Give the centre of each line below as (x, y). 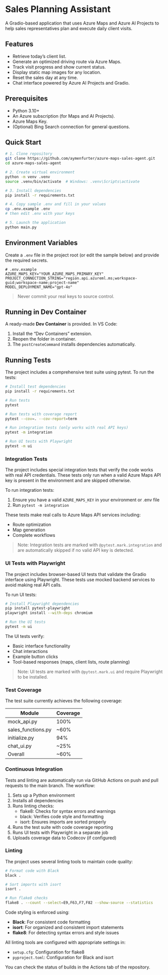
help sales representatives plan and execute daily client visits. (69, 28)
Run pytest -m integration (40, 505)
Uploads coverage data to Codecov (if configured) (64, 838)
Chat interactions (30, 651)
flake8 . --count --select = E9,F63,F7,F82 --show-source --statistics (79, 903)
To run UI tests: (21, 594)
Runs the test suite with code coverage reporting (63, 827)
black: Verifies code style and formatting (62, 816)
